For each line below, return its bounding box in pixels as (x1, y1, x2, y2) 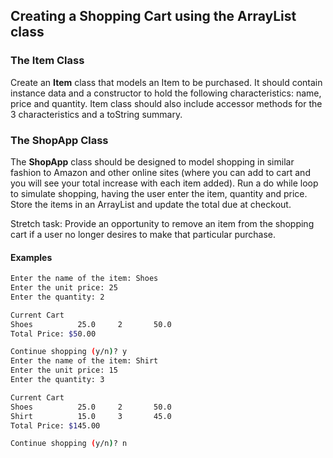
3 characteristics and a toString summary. (10, 108, 183, 120)
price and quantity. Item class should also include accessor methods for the (10, 97, 323, 109)
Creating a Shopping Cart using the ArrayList (10, 8, 297, 25)
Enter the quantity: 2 (10, 292, 105, 302)
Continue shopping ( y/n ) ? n (10, 439, 128, 449)
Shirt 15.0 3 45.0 (10, 411, 172, 421)
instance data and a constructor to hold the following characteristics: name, (10, 87, 322, 99)
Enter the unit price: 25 (10, 283, 118, 293)
